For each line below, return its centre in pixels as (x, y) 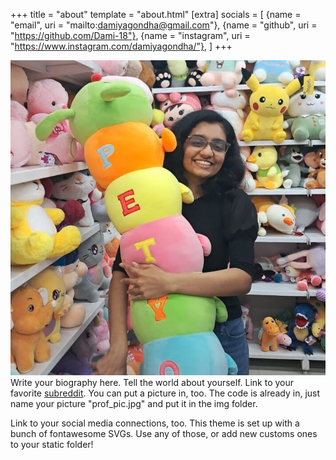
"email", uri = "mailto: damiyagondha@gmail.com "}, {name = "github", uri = (164, 25)
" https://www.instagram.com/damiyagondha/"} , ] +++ (121, 46)
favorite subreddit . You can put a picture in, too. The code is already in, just (165, 393)
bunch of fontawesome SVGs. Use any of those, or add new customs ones (164, 433)
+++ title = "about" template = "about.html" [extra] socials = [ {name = (156, 14)
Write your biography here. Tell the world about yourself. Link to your (152, 382)
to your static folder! (52, 444)
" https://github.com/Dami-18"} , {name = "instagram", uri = (130, 35)
